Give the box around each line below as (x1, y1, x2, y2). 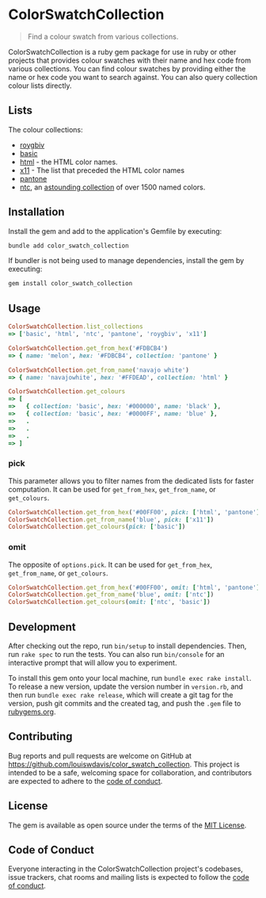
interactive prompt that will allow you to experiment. (8, 658, 177, 667)
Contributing (8, 730, 73, 743)
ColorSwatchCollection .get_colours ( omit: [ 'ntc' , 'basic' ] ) (8, 598, 211, 606)
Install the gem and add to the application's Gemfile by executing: (8, 226, 222, 235)
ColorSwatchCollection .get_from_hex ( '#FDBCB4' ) (8, 344, 169, 352)
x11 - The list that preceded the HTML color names (19, 165, 184, 175)
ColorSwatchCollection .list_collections (8, 323, 144, 331)
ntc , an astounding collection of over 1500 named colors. (19, 182, 206, 192)
